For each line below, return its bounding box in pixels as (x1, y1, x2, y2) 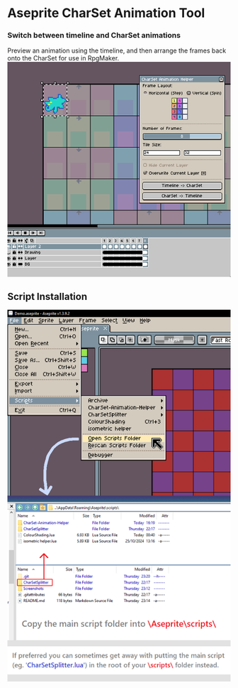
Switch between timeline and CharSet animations (7, 31, 181, 41)
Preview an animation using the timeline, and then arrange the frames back (7, 46, 227, 55)
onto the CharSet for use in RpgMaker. (7, 54, 120, 63)
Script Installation (7, 290, 87, 303)
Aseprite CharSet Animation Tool (7, 5, 205, 21)
